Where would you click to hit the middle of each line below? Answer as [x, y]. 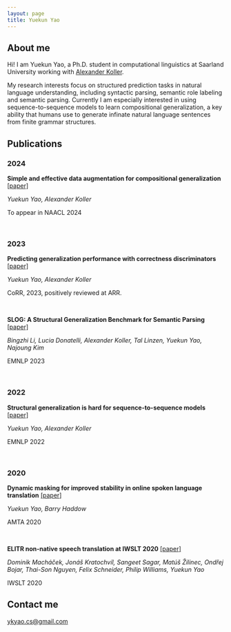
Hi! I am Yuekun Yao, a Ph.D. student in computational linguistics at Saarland [115, 65]
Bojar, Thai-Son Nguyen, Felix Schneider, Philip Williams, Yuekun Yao [106, 569]
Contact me [33, 605]
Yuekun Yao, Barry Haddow [47, 508]
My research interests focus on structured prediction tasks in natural [104, 85]
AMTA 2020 [24, 521]
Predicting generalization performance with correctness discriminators [112, 259]
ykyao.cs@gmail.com [38, 621]
